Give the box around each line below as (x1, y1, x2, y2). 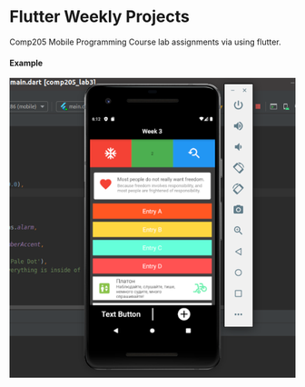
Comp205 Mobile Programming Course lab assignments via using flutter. (9, 36, 281, 47)
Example (9, 57, 44, 68)
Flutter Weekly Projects (9, 6, 191, 27)
